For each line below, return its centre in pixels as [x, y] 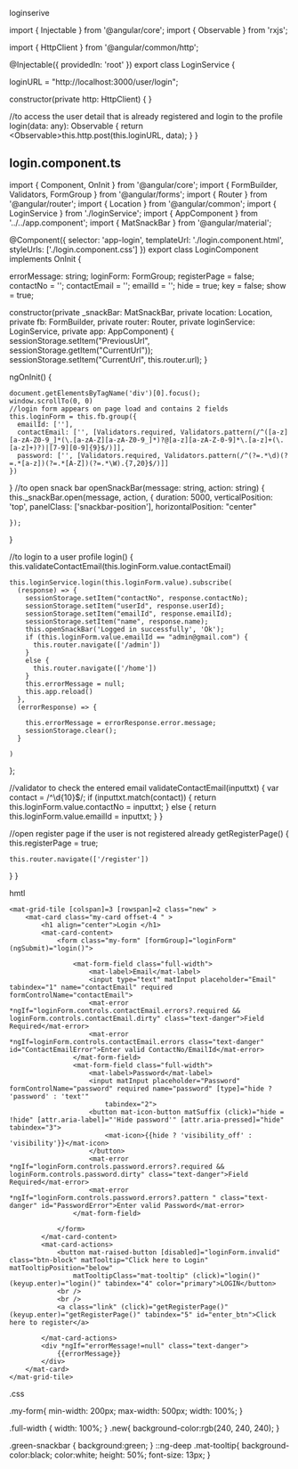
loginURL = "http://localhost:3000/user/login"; [94, 82]
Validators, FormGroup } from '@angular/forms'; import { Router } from [138, 194]
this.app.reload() [59, 691]
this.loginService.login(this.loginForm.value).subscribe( [121, 583]
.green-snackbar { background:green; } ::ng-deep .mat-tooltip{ [125, 1445]
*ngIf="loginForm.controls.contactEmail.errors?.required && [125, 1010]
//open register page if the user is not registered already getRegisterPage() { [149, 833]
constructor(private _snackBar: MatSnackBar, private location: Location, [141, 312]
